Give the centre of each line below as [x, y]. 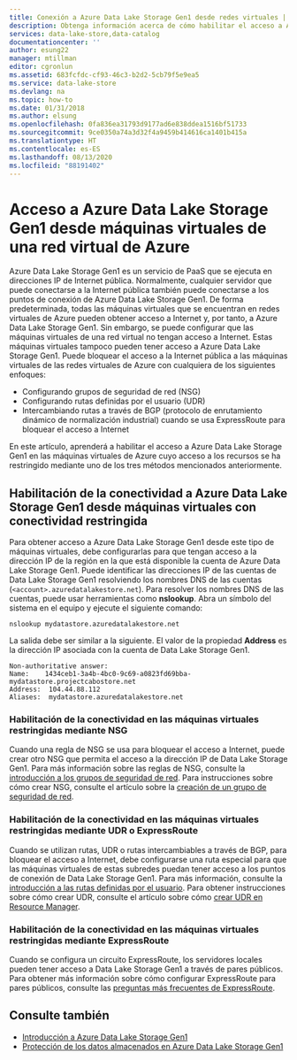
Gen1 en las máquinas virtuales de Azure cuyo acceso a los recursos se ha [145, 456]
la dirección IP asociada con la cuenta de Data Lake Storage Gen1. [129, 650]
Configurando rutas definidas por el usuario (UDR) [114, 401]
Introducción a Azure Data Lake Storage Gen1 [105, 1037]
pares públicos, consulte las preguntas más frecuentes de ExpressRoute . [142, 988]
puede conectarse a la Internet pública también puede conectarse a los [139, 290]
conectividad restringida [79, 521]
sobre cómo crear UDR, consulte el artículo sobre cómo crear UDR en [136, 897]
